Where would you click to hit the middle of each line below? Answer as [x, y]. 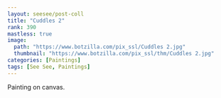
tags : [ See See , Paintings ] [49, 67]
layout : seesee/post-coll [45, 14]
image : [17, 40]
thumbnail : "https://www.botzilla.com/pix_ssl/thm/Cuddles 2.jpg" [114, 54]
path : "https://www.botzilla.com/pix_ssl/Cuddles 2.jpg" [100, 47]
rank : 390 [22, 27]
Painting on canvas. [36, 87]
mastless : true [30, 34]
